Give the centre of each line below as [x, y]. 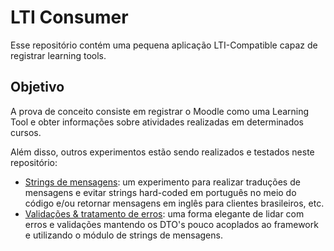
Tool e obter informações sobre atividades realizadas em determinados [157, 122]
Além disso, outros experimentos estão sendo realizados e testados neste [162, 152]
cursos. [26, 132]
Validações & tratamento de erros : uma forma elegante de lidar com [164, 213]
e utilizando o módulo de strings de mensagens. [123, 235]
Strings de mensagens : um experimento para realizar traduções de [162, 182]
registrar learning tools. [58, 55]
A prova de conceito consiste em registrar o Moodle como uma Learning [160, 111]
